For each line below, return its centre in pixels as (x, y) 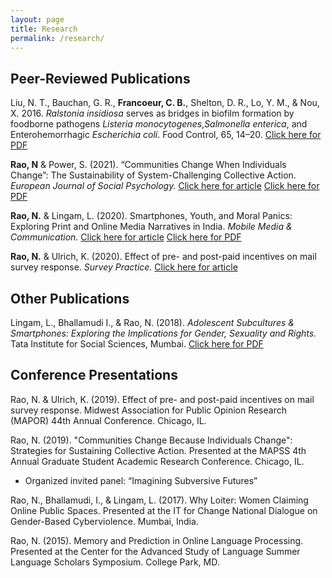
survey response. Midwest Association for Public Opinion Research (148, 410)
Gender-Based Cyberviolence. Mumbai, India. (104, 521)
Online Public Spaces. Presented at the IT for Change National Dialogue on (164, 510)
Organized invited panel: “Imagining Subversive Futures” (141, 480)
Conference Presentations (94, 375)
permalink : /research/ (57, 38)
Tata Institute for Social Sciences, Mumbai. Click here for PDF (137, 344)
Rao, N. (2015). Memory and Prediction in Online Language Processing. (157, 540)
